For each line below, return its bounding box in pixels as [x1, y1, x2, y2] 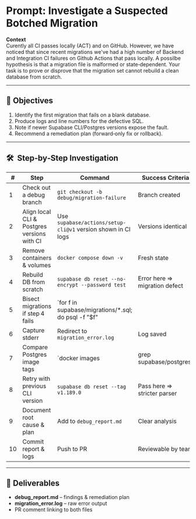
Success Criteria [142, 173, 190, 182]
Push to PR [57, 445, 87, 453]
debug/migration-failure [57, 194, 127, 201]
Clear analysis [138, 417, 177, 425]
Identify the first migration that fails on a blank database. [14, 111, 150, 118]
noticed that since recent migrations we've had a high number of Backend [6, 48, 184, 55]
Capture [22, 326, 45, 334]
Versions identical [138, 222, 187, 230]
